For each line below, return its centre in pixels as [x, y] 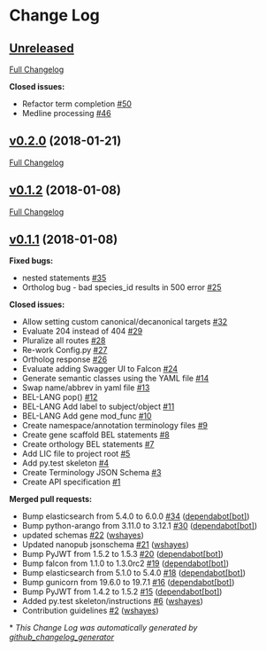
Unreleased [42, 48]
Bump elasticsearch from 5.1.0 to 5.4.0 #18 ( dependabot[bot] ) [133, 573]
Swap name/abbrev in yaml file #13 [86, 388]
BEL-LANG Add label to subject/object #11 [98, 407]
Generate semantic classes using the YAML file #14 [115, 379]
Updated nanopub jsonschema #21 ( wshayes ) [106, 545]
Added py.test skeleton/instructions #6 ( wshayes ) [112, 601]
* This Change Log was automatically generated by [103, 628]
